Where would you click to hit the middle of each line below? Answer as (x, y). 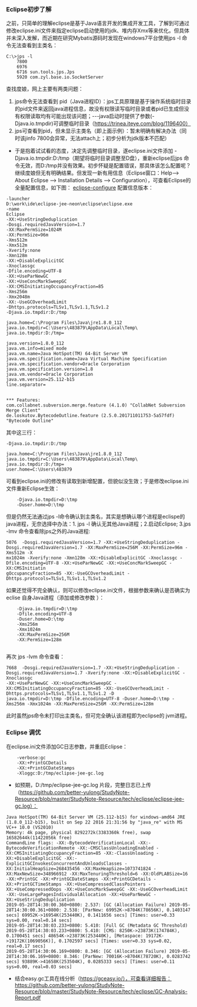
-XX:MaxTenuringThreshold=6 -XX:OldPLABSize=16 (128, 874)
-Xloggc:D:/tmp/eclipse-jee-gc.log (60, 773)
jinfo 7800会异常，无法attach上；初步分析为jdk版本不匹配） (97, 138)
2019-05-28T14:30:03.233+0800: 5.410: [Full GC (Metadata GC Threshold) (97, 925)
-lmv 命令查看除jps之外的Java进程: (48, 532)
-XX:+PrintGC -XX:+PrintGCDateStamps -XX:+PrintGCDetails (79, 879)
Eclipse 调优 (24, 733)
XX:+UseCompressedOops (34, 889)
